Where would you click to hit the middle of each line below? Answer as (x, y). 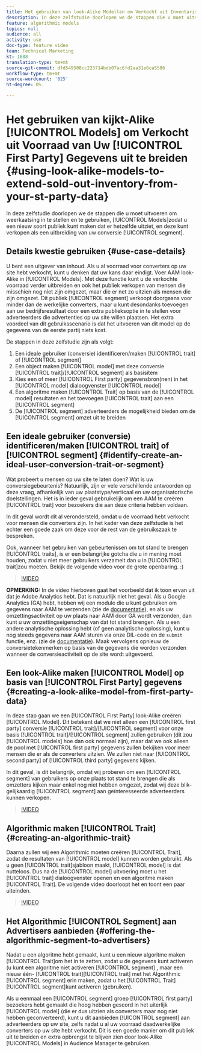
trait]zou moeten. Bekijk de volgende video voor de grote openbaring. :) (95, 567)
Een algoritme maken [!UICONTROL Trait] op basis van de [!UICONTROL (104, 392)
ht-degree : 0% (24, 85)
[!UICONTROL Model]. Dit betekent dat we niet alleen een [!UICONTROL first (101, 722)
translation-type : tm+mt (37, 62)
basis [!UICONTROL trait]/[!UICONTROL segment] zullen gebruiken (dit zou (99, 735)
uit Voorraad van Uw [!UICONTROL (95, 146)
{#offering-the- (125, 931)
